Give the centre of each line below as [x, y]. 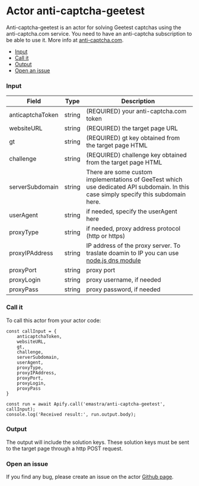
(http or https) [106, 236]
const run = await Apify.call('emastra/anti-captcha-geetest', [86, 404]
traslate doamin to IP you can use [132, 253]
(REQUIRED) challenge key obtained [137, 155]
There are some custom [119, 172]
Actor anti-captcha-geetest [76, 11]
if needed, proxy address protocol [133, 229]
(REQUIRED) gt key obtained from [133, 138]
